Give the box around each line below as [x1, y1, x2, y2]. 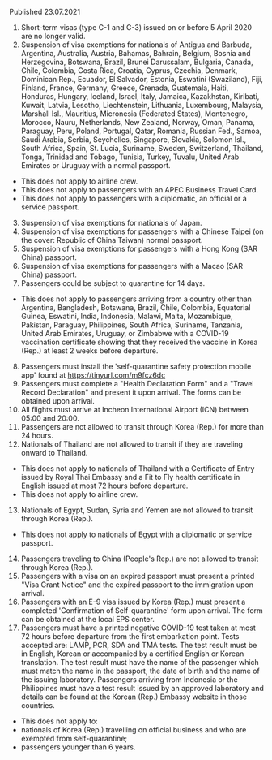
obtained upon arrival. [20, 396, 96, 405]
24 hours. [20, 430, 53, 440]
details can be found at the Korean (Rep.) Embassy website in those [20, 692, 248, 702]
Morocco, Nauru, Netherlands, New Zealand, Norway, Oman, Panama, [20, 118, 256, 127]
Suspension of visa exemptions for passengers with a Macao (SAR [20, 261, 244, 270]
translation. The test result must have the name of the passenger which [20, 658, 260, 667]
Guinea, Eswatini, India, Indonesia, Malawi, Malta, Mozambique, [20, 312, 233, 321]
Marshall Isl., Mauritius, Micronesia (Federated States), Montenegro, [20, 109, 248, 119]
